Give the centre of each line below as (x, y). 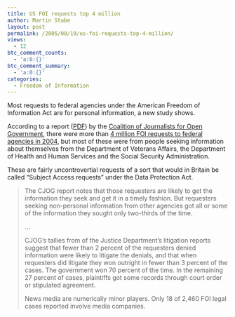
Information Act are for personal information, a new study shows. (101, 113)
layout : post (26, 27)
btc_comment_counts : (38, 53)
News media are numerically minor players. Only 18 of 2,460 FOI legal (125, 299)
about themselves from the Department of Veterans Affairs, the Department (116, 149)
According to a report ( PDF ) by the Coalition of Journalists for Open (105, 126)
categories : (25, 79)
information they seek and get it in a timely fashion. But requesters (120, 198)
